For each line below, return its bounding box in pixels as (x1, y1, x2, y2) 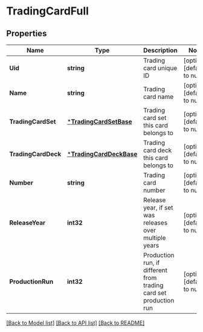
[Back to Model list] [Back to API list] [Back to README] (6, 319, 145, 327)
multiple (143, 234, 166, 242)
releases (143, 219, 168, 227)
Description (143, 46, 178, 54)
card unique (143, 64, 178, 72)
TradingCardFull (6, 4, 89, 18)
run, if (143, 258, 160, 267)
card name (143, 92, 174, 101)
